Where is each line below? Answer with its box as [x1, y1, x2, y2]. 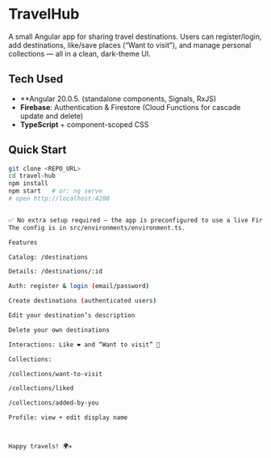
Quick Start [8, 143, 67, 157]
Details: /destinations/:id [8, 268, 103, 276]
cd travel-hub [8, 172, 56, 180]
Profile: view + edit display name [8, 413, 128, 422]
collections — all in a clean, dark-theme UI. [8, 49, 152, 58]
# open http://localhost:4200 [8, 195, 110, 203]
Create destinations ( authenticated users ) [8, 297, 157, 305]
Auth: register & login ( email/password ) [8, 282, 150, 290]
